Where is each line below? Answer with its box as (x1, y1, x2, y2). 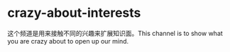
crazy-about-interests (7, 5, 141, 21)
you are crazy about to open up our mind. (7, 37, 129, 45)
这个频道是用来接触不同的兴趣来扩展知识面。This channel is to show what (7, 29, 224, 37)
